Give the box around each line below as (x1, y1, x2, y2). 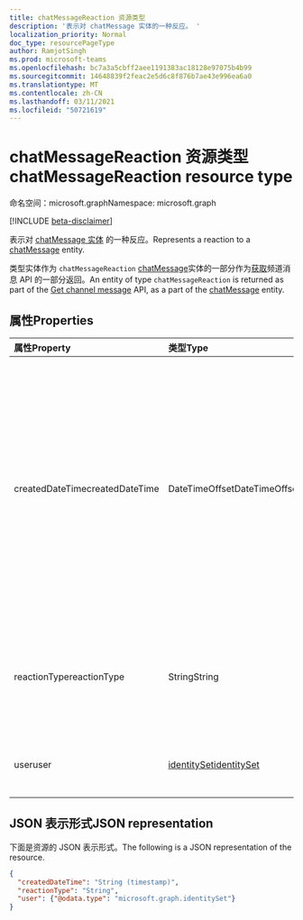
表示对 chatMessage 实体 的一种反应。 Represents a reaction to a (9, 234, 251, 245)
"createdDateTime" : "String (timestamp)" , (17, 878, 179, 887)
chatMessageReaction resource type (9, 167, 293, 187)
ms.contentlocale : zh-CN (9, 88, 103, 97)
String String (168, 670, 219, 683)
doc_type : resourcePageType (9, 38, 115, 48)
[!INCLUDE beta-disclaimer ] (9, 215, 113, 226)
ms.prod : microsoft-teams (9, 55, 106, 64)
